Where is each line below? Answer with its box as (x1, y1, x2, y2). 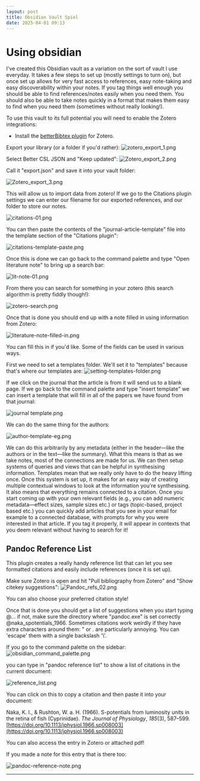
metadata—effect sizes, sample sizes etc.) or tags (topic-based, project (6, 501, 183, 508)
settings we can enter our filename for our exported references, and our (6, 196, 183, 204)
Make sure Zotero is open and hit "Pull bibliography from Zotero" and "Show (6, 577, 193, 585)
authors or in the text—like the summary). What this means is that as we (6, 451, 183, 458)
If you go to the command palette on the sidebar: (6, 643, 126, 651)
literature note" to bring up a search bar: (6, 261, 105, 268)
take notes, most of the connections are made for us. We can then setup (6, 457, 184, 464)
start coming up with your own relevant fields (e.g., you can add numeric (6, 495, 185, 502)
